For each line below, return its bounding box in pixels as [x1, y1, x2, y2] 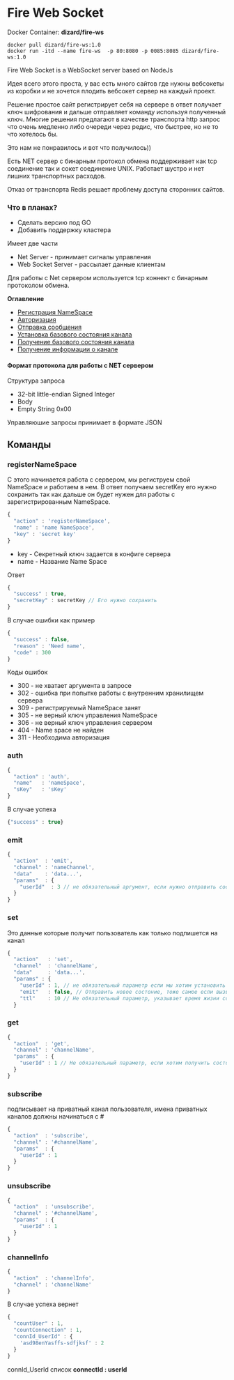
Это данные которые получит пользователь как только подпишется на [7, 928, 218, 937]
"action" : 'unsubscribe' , [13, 1204, 95, 1211]
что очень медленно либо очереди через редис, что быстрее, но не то [7, 122, 219, 130]
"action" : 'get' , [13, 1040, 70, 1047]
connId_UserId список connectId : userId [7, 1365, 127, 1374]
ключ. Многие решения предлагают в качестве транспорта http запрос [7, 115, 221, 123]
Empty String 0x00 [17, 405, 72, 413]
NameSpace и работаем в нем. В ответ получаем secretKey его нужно [7, 483, 217, 491]
